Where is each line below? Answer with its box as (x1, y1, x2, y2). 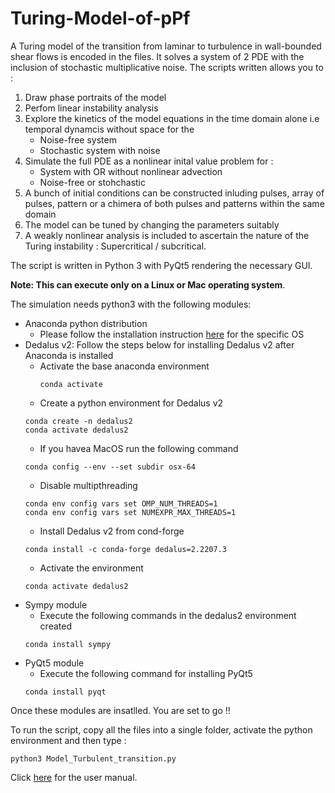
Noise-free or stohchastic (39, 176, 147, 188)
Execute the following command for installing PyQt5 (39, 667, 253, 679)
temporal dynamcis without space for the (24, 123, 195, 135)
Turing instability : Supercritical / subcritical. (24, 240, 207, 252)
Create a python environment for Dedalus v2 (39, 397, 224, 409)
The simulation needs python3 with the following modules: (10, 298, 252, 310)
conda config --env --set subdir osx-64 (24, 462, 196, 472)
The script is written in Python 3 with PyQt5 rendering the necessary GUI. (10, 259, 313, 271)
